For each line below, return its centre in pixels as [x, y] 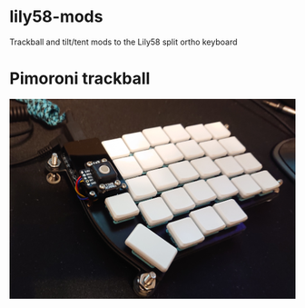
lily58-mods [56, 17]
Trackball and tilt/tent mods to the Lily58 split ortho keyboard [123, 42]
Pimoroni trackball [80, 79]
